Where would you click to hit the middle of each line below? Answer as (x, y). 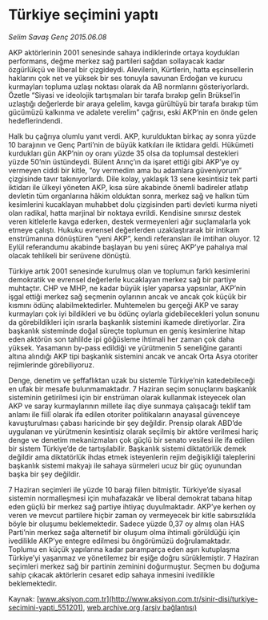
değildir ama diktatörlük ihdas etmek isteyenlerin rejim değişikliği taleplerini (132, 457)
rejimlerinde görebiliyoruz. (51, 365)
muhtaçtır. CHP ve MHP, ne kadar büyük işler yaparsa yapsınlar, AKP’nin (127, 288)
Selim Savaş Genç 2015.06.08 (58, 37)
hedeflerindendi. (35, 120)
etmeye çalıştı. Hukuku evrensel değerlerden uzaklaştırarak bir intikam (124, 229)
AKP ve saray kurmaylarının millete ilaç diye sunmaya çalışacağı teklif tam (130, 406)
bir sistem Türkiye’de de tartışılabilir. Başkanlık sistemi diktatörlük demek (127, 448)
